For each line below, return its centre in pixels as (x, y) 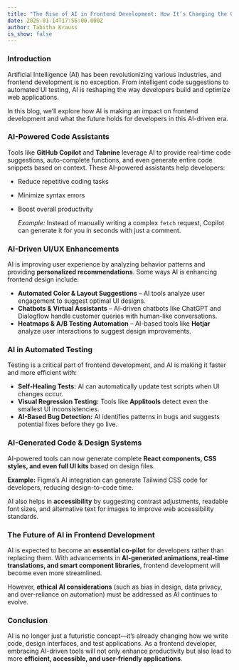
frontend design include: (43, 279)
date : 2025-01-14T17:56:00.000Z (55, 21)
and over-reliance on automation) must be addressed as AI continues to (113, 594)
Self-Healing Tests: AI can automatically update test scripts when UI (118, 386)
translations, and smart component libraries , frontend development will (114, 566)
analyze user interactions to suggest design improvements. (104, 331)
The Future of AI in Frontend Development (81, 535)
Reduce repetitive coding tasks (63, 181)
